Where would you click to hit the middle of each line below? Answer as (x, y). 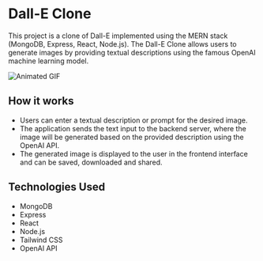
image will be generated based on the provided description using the (132, 137)
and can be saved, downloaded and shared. (91, 162)
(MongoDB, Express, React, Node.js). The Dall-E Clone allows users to (122, 43)
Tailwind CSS (41, 240)
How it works (41, 101)
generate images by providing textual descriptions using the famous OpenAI (132, 52)
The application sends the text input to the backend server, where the (133, 128)
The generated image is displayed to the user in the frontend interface (134, 153)
